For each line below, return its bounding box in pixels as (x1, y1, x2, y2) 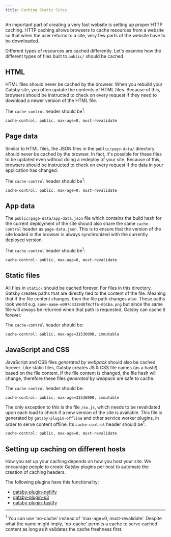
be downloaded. (5, 38, 40, 44)
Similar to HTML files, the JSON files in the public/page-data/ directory (5, 145, 155, 151)
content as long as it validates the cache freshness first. (5, 526, 123, 532)
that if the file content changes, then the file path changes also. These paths (5, 295, 165, 301)
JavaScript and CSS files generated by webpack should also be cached (5, 359, 156, 365)
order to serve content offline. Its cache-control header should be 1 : (5, 420, 146, 427)
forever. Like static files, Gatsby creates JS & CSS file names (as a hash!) (5, 364, 158, 370)
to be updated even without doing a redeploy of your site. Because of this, (5, 156, 161, 162)
